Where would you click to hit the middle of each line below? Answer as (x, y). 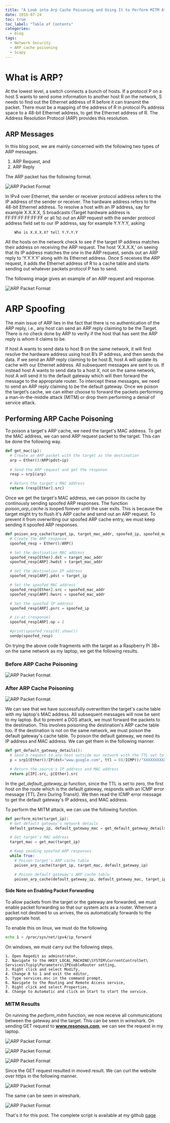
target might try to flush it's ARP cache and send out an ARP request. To (80, 514)
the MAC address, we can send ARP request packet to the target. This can (83, 436)
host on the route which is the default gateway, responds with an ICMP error (85, 789)
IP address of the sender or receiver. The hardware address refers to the (81, 202)
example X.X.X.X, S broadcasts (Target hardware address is (68, 213)
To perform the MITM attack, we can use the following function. (72, 809)
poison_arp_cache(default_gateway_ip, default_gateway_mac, (79, 879)
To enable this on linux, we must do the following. (57, 928)
